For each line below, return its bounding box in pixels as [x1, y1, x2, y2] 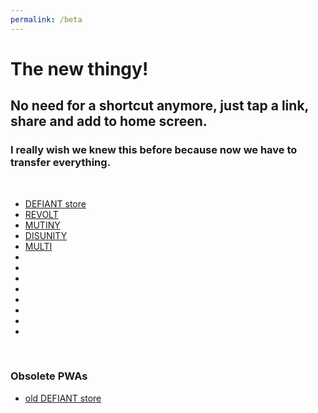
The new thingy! [10, 57, 149, 80]
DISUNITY [24, 229, 68, 241]
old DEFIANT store [24, 392, 102, 404]
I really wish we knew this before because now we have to [10, 143, 298, 157]
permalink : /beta [10, 14, 83, 25]
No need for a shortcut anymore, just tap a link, [10, 97, 309, 115]
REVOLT [24, 208, 59, 220]
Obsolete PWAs [10, 369, 88, 383]
